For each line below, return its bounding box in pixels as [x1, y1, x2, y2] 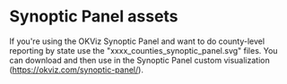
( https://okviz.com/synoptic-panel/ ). [9, 64, 143, 75]
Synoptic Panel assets [9, 6, 178, 27]
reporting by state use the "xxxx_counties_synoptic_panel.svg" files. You [9, 45, 278, 55]
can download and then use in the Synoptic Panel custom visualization [9, 55, 271, 65]
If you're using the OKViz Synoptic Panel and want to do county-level [9, 36, 265, 46]
